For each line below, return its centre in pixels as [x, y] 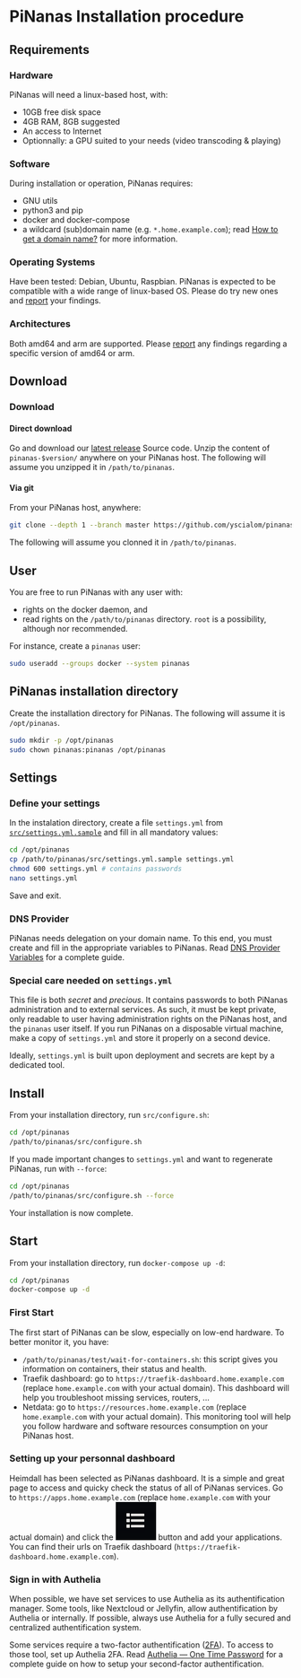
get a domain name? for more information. [100, 239]
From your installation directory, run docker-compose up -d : [117, 1263]
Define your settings [55, 803]
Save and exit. [35, 896]
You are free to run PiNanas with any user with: [96, 592]
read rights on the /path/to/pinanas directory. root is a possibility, [144, 619]
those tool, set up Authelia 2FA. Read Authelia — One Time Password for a [146, 1655]
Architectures [40, 324]
